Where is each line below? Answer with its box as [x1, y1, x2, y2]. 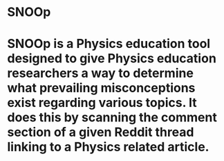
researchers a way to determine [7, 65, 194, 81]
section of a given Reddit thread [7, 124, 194, 140]
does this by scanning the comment [7, 110, 218, 126]
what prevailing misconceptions [7, 80, 196, 96]
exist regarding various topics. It [7, 95, 197, 111]
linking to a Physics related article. [7, 139, 209, 155]
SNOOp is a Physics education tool [7, 36, 211, 52]
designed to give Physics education [7, 51, 216, 67]
